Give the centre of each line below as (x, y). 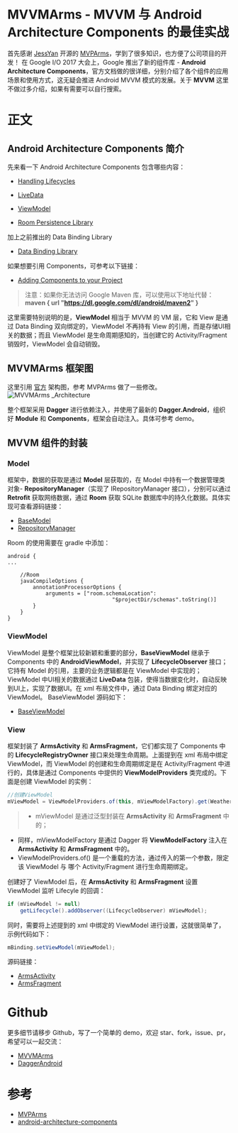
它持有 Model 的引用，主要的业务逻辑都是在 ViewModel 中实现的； (104, 670)
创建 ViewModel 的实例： (56, 782)
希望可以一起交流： (35, 1041)
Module (27, 418)
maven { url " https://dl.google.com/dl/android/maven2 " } (112, 302)
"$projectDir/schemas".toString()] (165, 600)
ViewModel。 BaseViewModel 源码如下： (67, 697)
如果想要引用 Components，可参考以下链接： (74, 266)
